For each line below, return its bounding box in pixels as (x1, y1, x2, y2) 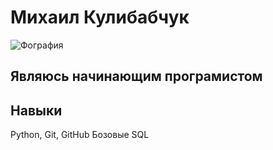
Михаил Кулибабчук (10, 6, 190, 29)
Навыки (10, 102, 63, 119)
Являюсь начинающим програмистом (10, 68, 263, 85)
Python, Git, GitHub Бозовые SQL (10, 129, 150, 141)
